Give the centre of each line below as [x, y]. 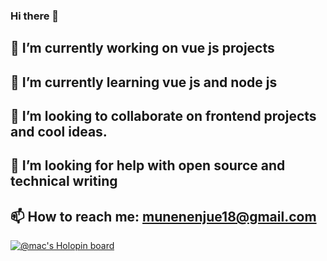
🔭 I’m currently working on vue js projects [142, 48]
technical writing [64, 181]
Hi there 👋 [35, 16]
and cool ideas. [59, 132]
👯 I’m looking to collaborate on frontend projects [163, 116]
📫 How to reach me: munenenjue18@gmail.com [163, 216]
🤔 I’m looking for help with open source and [148, 165]
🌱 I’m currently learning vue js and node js [144, 82]
